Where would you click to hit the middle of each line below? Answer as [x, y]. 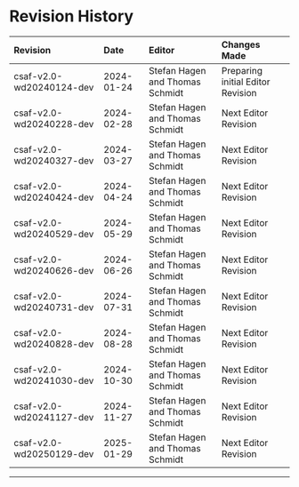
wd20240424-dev [54, 197]
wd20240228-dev [54, 124]
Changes [241, 44]
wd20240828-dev [54, 344]
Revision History [72, 16]
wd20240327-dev [54, 160]
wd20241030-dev [54, 380]
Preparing [242, 70]
